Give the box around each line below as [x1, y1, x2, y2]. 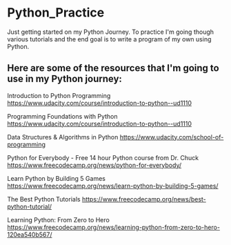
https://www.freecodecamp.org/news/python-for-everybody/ [7, 161, 182, 169]
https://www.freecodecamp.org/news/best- [81, 195, 207, 203]
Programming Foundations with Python [7, 112, 119, 120]
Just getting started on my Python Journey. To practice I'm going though [7, 28, 214, 36]
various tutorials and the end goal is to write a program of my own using [7, 35, 212, 43]
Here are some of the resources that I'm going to [7, 62, 219, 74]
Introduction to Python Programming [7, 91, 111, 99]
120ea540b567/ [7, 230, 52, 239]
